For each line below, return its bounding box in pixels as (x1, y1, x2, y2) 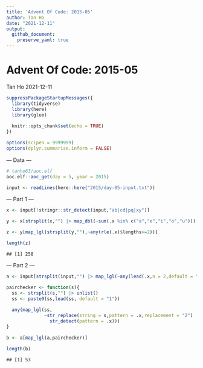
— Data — (6, 156, 32, 164)
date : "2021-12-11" (6, 20, 56, 26)
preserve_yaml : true (17, 37, 69, 43)
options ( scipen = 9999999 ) (6, 140, 74, 146)
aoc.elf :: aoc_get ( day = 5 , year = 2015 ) (6, 173, 110, 179)
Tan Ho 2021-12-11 (6, 83, 53, 90)
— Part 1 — (6, 195, 34, 203)
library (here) (11, 106, 47, 112)
